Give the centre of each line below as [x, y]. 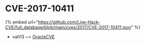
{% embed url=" [22, 22]
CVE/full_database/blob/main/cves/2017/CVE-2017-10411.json [68, 27]
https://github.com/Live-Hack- [69, 22]
